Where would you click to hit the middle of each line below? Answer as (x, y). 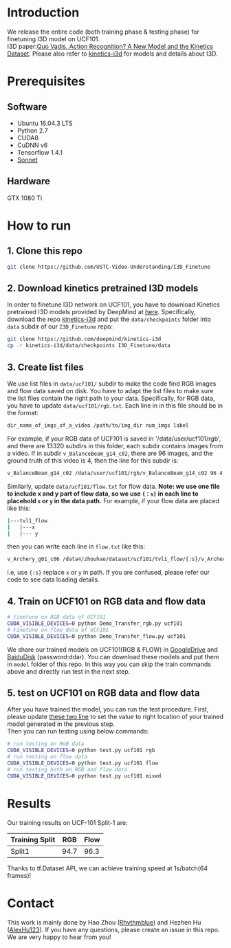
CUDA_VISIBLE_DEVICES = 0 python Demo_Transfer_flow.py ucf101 (97, 636)
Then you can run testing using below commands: (78, 731)
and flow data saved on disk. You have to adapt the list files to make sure (110, 391)
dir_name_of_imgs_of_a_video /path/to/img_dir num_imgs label (98, 426)
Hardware (29, 181)
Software (27, 107)
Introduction (43, 13)
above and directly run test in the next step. (69, 671)
